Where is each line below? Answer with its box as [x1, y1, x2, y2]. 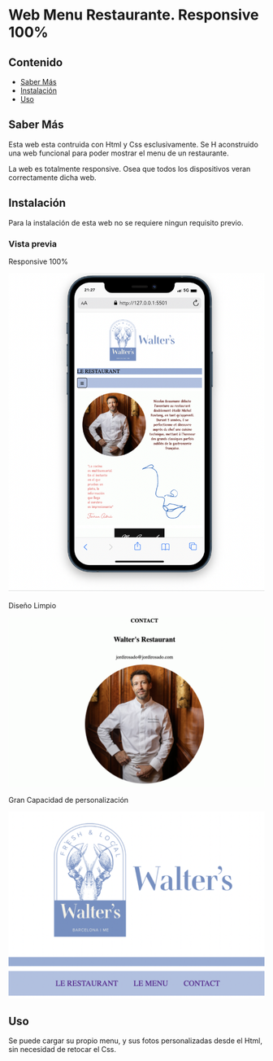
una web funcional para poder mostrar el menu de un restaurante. [8, 148, 229, 158]
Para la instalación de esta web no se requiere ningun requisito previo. [8, 217, 244, 227]
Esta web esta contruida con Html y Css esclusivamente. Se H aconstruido [8, 139, 258, 149]
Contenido [8, 55, 63, 69]
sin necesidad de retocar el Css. [8, 1045, 116, 1054]
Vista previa [8, 238, 58, 249]
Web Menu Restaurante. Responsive [8, 6, 259, 24]
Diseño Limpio [8, 600, 57, 610]
